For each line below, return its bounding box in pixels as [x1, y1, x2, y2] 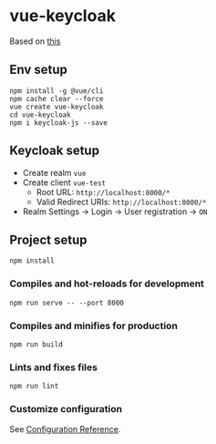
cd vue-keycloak [9, 110, 71, 119]
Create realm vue [22, 167, 87, 178]
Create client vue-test [22, 177, 107, 188]
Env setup [9, 62, 68, 77]
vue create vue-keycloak [9, 102, 104, 111]
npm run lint [9, 382, 59, 391]
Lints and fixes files [9, 361, 98, 374]
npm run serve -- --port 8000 [9, 298, 125, 307]
